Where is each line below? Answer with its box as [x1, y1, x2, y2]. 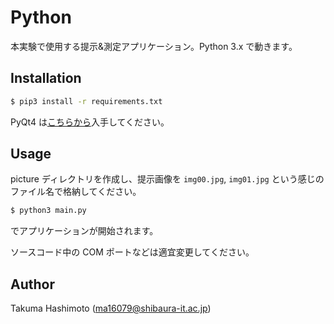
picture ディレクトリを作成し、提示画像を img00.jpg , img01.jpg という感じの [10, 173, 325, 185]
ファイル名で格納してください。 [10, 186, 142, 198]
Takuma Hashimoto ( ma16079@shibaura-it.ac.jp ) [10, 302, 212, 315]
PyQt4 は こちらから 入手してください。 [10, 116, 170, 128]
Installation [10, 70, 82, 87]
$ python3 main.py [10, 206, 87, 216]
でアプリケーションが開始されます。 [10, 225, 159, 237]
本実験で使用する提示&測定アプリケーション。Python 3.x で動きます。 [10, 40, 298, 52]
